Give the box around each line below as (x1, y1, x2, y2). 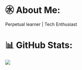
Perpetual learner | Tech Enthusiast (5, 21, 78, 27)
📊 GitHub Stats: (5, 40, 73, 51)
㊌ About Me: (5, 4, 61, 16)
